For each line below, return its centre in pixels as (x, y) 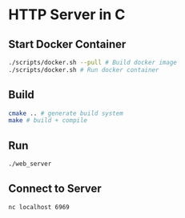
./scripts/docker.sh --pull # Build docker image (93, 62)
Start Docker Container (67, 44)
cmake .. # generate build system (66, 113)
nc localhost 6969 (39, 207)
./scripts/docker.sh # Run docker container (84, 69)
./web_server (30, 164)
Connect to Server (55, 189)
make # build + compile (48, 121)
